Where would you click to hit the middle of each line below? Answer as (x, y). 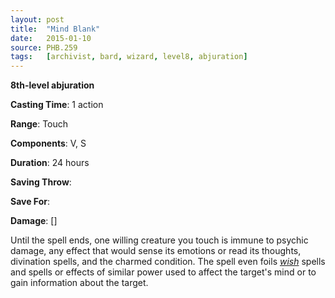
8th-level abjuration (52, 85)
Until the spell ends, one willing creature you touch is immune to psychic (159, 240)
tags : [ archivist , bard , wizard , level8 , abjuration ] (129, 57)
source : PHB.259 (44, 47)
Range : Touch (39, 124)
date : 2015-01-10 (51, 38)
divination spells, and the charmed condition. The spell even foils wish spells (168, 262)
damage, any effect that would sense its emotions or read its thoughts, (156, 251)
